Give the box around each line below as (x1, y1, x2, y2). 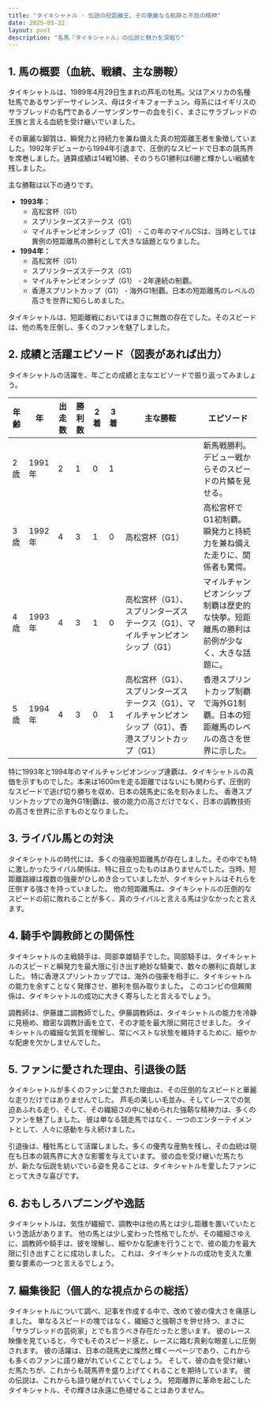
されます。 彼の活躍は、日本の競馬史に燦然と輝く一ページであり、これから (8, 1345, 251, 1355)
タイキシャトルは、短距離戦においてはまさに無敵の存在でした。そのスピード (8, 313, 257, 322)
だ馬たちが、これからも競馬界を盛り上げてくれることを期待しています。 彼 (8, 1365, 251, 1375)
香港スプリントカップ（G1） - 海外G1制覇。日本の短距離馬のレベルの (31, 286, 256, 296)
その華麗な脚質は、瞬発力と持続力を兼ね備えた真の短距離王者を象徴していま (8, 134, 257, 143)
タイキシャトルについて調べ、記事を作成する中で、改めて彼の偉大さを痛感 (8, 1306, 250, 1316)
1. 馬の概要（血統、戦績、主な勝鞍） (8, 65, 185, 78)
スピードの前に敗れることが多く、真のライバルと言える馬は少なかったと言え (8, 894, 257, 903)
